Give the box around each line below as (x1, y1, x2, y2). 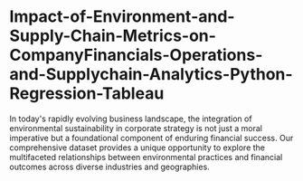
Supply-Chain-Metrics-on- (9, 25, 217, 46)
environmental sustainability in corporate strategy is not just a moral (9, 122, 262, 133)
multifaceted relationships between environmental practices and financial (9, 151, 283, 162)
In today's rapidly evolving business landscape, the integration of (9, 113, 252, 124)
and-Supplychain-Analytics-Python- (9, 64, 293, 85)
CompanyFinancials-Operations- (9, 45, 263, 65)
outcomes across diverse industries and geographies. (9, 161, 210, 172)
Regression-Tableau (9, 83, 165, 104)
